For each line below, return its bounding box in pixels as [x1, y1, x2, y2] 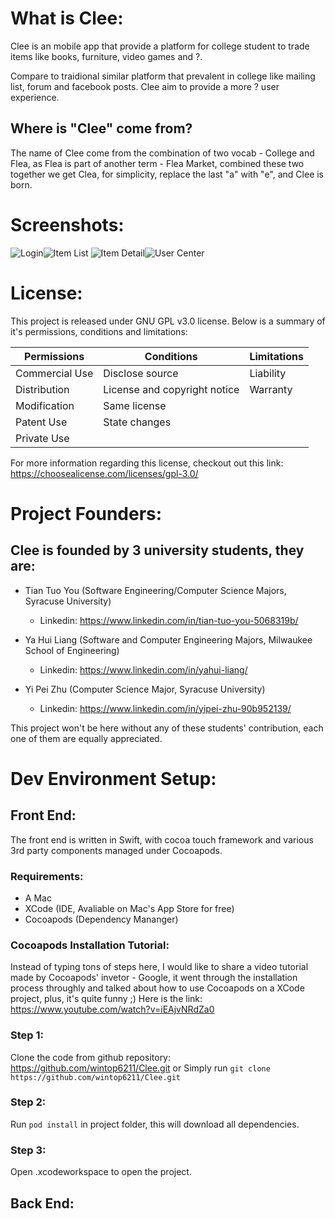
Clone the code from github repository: [10, 1051, 172, 1063]
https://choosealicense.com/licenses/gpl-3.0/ [10, 467, 199, 479]
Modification [15, 398, 75, 412]
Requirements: [10, 869, 84, 883]
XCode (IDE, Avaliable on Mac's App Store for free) [24, 902, 235, 914]
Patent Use [15, 415, 68, 429]
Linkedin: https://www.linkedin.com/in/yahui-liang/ [39, 663, 248, 676]
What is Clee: [10, 7, 124, 30]
